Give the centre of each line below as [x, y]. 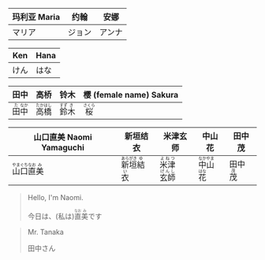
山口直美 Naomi [63, 137]
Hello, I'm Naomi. [56, 197]
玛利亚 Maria [36, 17]
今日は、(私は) [51, 216]
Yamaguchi [62, 147]
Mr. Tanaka [46, 232]
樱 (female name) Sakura [131, 95]
